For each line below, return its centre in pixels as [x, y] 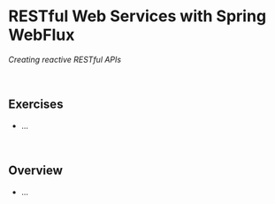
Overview [36, 171]
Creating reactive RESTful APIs [65, 59]
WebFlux [42, 35]
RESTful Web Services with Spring [137, 16]
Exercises [36, 105]
